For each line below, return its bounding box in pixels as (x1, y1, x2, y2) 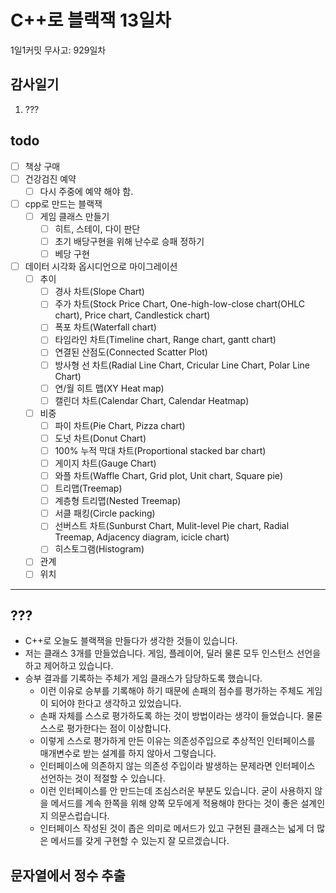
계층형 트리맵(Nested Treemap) (54, 495, 182, 507)
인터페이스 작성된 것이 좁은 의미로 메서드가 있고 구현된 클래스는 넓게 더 (39, 822, 315, 835)
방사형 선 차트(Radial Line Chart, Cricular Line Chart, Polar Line (54, 359, 310, 371)
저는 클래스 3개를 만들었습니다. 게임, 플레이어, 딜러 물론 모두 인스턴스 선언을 (24, 647, 322, 660)
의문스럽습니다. (50, 810, 110, 822)
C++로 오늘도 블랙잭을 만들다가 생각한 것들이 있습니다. (24, 635, 238, 647)
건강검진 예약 (24, 172, 77, 185)
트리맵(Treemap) (54, 482, 123, 495)
